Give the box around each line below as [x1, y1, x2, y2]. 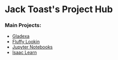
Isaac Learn [12, 49, 37, 55]
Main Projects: [5, 22, 42, 29]
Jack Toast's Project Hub [5, 4, 113, 15]
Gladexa [12, 33, 30, 39]
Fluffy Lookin [12, 39, 40, 45]
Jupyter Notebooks [12, 44, 53, 50]
